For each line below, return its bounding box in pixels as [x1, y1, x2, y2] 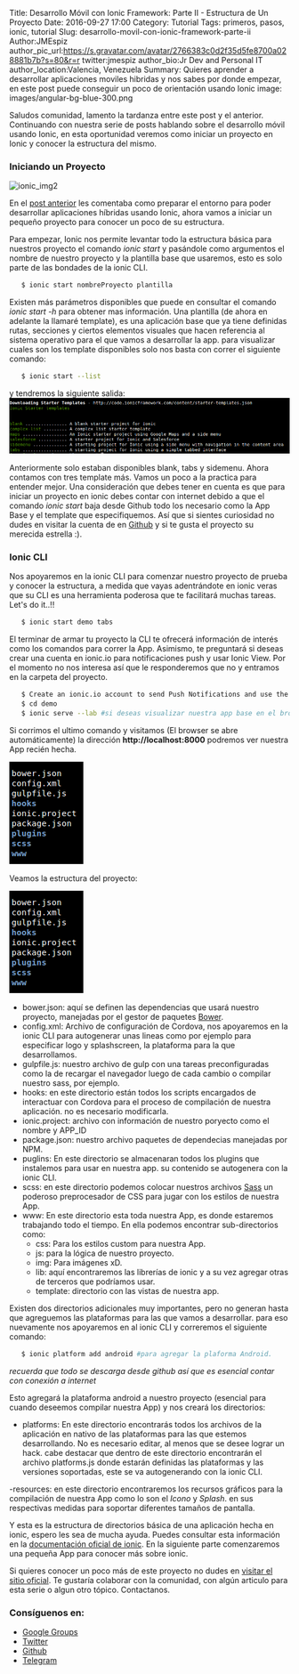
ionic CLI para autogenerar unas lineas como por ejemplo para [21, 1030, 252, 1040]
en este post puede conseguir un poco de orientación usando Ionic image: [9, 84, 283, 93]
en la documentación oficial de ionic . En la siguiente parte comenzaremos [9, 1539, 280, 1549]
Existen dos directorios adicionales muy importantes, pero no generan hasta [9, 1303, 289, 1314]
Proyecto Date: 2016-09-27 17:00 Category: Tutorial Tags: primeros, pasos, [9, 17, 285, 28]
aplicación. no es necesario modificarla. [21, 1105, 169, 1116]
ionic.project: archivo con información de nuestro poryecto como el [21, 1115, 270, 1126]
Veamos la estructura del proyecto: [9, 872, 138, 884]
